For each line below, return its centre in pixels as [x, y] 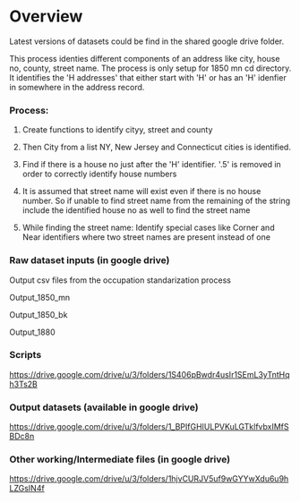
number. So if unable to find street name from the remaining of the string [156, 201]
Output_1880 [32, 332]
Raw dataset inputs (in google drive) [90, 260]
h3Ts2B [24, 384]
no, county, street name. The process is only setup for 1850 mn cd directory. [150, 68]
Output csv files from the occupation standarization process [120, 280]
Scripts [26, 355]
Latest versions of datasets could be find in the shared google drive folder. [147, 41]
